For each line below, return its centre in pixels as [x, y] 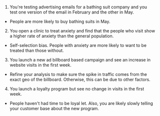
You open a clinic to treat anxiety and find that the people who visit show [82, 31]
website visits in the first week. [40, 65]
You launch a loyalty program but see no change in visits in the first [77, 89]
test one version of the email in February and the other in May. [72, 12]
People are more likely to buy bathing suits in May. [60, 22]
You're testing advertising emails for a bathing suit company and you [78, 7]
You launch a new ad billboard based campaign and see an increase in [80, 60]
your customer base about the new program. [54, 109]
